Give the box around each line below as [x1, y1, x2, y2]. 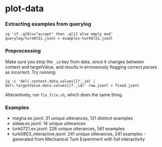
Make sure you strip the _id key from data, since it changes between [5, 59, 144, 65]
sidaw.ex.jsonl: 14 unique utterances [12, 120, 86, 126]
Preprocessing [5, 47, 41, 54]
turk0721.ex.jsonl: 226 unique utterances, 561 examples [12, 126, 125, 132]
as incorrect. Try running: [5, 69, 56, 75]
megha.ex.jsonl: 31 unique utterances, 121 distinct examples [12, 115, 133, 121]
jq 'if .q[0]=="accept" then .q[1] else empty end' [5, 32, 113, 37]
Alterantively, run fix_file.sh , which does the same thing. [5, 92, 123, 98]
